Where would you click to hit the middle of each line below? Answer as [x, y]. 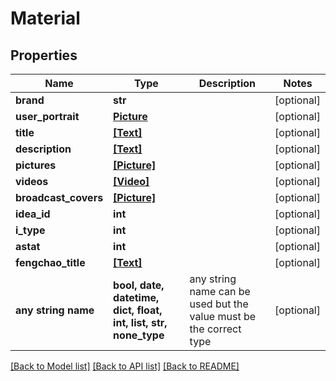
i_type [30, 230]
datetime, [136, 297]
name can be [220, 291]
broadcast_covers [59, 197]
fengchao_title [50, 262]
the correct [215, 329]
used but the [219, 304]
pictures [36, 165]
